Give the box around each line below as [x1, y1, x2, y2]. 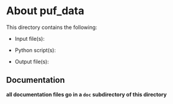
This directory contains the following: [6, 24, 97, 31]
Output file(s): [14, 58, 49, 65]
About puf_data [6, 4, 84, 18]
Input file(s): [14, 35, 45, 42]
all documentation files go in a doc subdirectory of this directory [6, 90, 167, 98]
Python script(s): [14, 46, 56, 54]
